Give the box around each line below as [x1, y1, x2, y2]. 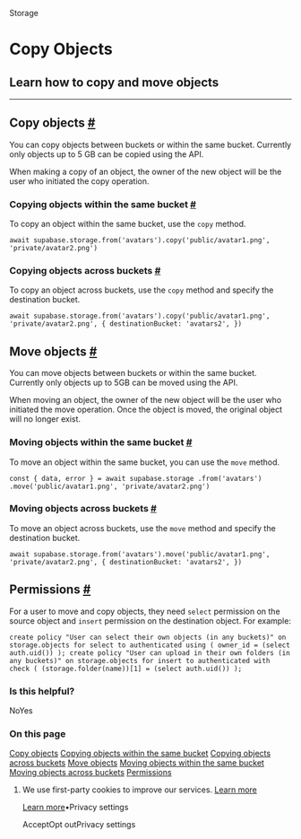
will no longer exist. [9, 414, 82, 424]
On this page [9, 727, 66, 739]
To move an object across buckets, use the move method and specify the [9, 522, 276, 533]
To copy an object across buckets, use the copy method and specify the [9, 284, 274, 295]
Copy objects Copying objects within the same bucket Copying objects [9, 748, 271, 759]
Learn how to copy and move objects [9, 74, 219, 90]
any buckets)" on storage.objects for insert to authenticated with [9, 656, 271, 665]
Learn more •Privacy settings [21, 802, 129, 813]
